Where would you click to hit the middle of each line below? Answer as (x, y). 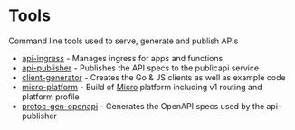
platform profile (50, 97)
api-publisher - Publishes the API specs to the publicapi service (140, 68)
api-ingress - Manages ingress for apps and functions (122, 58)
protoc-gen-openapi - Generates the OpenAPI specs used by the (143, 106)
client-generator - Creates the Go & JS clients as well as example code (153, 77)
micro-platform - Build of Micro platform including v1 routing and (142, 87)
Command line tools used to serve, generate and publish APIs (124, 41)
